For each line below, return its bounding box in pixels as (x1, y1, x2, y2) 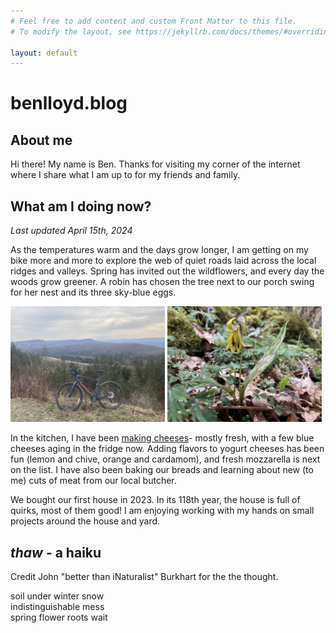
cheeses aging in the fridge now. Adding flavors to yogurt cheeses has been (10, 443, 325, 455)
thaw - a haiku (10, 544, 102, 561)
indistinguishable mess (10, 601, 105, 613)
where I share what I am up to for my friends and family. (10, 169, 241, 181)
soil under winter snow (10, 590, 105, 602)
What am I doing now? (10, 198, 152, 215)
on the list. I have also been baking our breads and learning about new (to (10, 464, 314, 476)
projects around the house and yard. (10, 515, 161, 527)
